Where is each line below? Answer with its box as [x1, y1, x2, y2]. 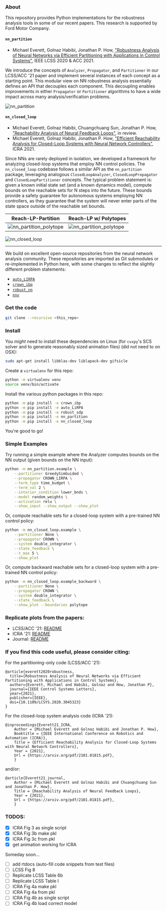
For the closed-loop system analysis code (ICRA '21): [5, 713, 114, 719]
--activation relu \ [14, 499, 57, 504]
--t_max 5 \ [14, 551, 39, 556]
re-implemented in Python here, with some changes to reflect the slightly [5, 261, 155, 267]
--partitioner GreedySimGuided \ [14, 471, 83, 476]
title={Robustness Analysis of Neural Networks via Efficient [9, 674, 141, 679]
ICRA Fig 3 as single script [12, 824, 67, 830]
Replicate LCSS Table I [12, 878, 59, 884]
